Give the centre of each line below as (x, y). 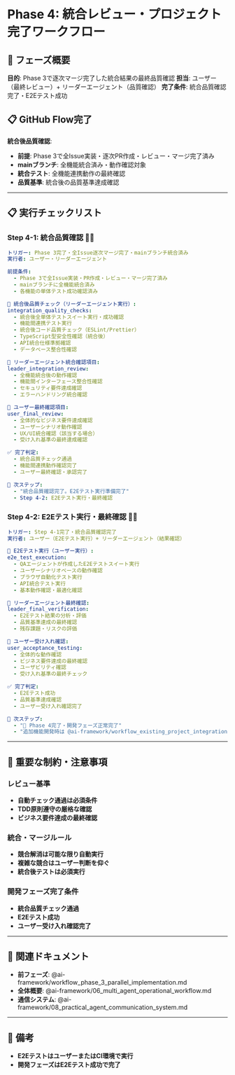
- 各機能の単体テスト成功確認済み (56, 291)
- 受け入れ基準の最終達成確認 (51, 440)
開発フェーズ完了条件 (43, 892)
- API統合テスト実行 (40, 583)
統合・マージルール (40, 838)
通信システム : (37, 999)
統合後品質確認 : (30, 141)
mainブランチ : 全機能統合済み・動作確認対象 (82, 165)
